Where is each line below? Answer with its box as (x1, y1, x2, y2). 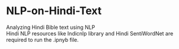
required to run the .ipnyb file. (6, 36, 79, 43)
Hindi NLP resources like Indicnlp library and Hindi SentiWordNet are (6, 30, 174, 37)
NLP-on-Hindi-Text (6, 4, 102, 18)
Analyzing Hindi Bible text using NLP (6, 24, 95, 31)
